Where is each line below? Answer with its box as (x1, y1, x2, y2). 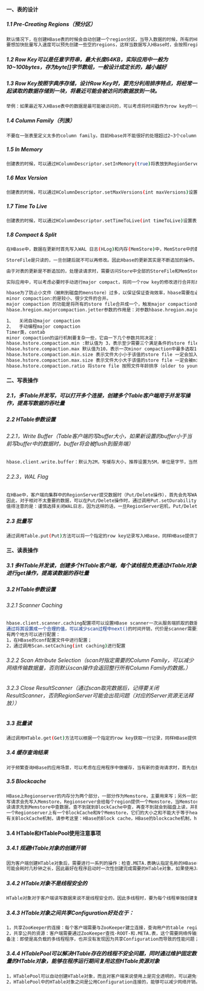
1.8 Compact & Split (6, 231, 57, 238)
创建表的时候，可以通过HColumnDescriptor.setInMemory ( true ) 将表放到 (6, 161, 169, 167)
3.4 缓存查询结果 (6, 749, 48, 756)
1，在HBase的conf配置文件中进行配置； (6, 637, 93, 643)
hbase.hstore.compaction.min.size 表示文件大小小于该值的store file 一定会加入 (6, 352, 198, 358)
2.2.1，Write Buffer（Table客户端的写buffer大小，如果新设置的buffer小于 (6, 432, 187, 439)
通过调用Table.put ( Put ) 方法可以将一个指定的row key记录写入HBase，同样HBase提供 (6, 533, 194, 539)
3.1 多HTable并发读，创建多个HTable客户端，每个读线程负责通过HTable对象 (6, 562, 197, 569)
